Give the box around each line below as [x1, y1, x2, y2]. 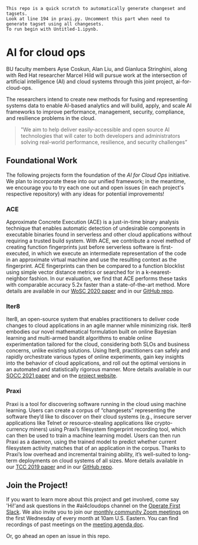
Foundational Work [6, 155, 78, 166]
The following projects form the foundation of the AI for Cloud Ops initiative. [6, 171, 190, 179]
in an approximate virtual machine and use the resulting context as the [6, 256, 177, 263]
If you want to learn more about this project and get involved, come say [6, 496, 180, 503]
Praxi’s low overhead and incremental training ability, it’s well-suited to [6, 450, 177, 458]
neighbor [6, 275, 28, 282]
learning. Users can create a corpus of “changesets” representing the [6, 407, 176, 414]
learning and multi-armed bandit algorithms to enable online [6, 335, 152, 342]
